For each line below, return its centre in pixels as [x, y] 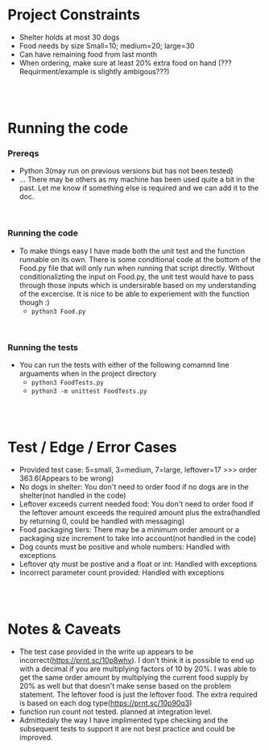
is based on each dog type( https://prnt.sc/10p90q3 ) [106, 702]
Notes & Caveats [64, 629]
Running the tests [43, 347]
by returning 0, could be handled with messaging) [102, 521]
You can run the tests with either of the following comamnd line [124, 365]
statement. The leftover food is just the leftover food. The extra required [139, 694]
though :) [34, 302]
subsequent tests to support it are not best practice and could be [127, 728]
